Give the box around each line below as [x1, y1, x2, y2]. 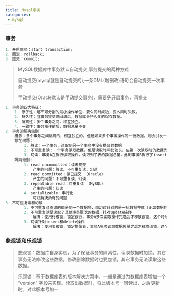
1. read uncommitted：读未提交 [24, 162, 87, 167]
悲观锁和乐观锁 [5, 237, 42, 244]
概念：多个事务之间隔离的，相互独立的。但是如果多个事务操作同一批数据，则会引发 [14, 133, 163, 138]
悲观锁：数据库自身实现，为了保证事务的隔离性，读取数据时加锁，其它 [17, 250, 166, 256]
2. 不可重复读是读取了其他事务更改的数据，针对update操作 [24, 210, 132, 215]
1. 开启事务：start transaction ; [5, 47, 73, 52]
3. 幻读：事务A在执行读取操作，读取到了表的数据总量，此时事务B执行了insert [24, 152, 167, 158]
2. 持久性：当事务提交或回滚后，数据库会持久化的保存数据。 [14, 114, 124, 120]
